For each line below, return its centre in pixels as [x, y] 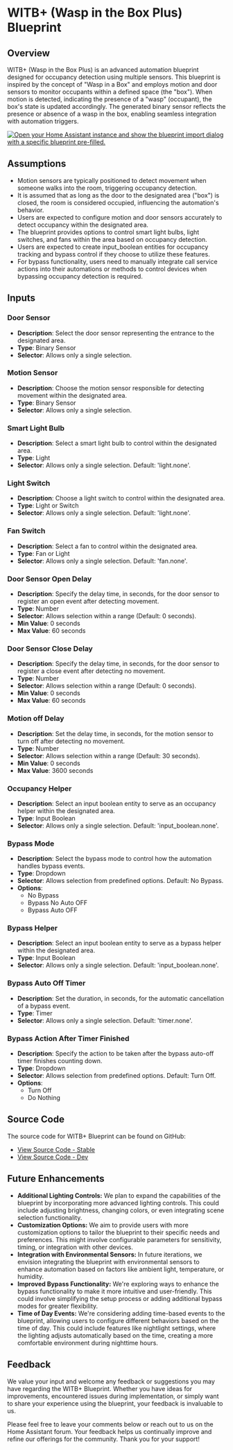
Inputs [21, 298]
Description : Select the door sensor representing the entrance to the [116, 333]
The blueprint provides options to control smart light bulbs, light [108, 232]
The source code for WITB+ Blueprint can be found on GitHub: [96, 1136]
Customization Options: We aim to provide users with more [103, 1225]
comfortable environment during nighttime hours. [87, 1343]
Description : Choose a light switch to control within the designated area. [121, 498]
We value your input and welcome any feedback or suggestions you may [111, 1381]
